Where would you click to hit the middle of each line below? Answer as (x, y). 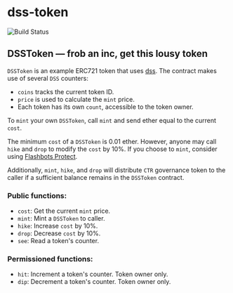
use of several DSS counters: (48, 78)
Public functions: (37, 195)
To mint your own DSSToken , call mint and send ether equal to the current (112, 120)
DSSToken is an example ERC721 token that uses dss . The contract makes (112, 70)
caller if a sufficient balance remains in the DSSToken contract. (96, 177)
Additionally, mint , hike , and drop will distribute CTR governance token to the (116, 170)
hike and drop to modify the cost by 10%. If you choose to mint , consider (112, 149)
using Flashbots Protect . (42, 156)
